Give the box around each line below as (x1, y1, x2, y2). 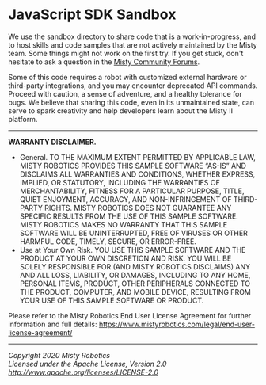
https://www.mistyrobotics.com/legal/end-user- (98, 319, 256, 329)
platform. (8, 114, 38, 124)
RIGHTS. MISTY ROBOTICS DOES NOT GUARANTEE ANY (44, 203, 232, 212)
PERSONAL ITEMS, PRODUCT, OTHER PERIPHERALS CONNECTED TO (19, 279, 251, 288)
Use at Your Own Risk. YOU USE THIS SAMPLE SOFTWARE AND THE (19, 245, 246, 254)
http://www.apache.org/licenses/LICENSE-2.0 (8, 367, 159, 377)
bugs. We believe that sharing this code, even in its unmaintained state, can (8, 97, 255, 107)
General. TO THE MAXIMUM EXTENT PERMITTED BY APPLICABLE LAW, (19, 152, 256, 162)
